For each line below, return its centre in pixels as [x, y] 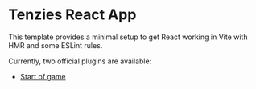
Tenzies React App [72, 15]
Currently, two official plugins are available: [80, 61]
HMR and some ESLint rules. [56, 45]
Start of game [43, 76]
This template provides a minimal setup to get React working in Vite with [128, 37]
